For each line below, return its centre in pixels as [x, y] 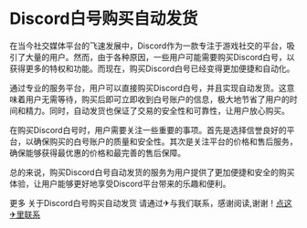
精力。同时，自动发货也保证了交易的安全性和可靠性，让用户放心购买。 [157, 110]
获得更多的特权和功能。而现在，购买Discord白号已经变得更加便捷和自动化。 [152, 68]
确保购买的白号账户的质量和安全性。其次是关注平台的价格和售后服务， [165, 141]
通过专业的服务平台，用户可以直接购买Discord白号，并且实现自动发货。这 [148, 88]
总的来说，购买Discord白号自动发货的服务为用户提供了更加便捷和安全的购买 [152, 172]
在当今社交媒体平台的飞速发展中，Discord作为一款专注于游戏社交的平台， [148, 46]
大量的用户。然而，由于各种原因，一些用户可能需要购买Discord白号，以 [160, 57]
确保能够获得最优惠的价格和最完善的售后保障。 [97, 152]
